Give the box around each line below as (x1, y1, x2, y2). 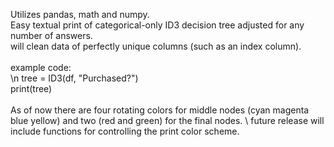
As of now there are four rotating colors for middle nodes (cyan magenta (10, 104, 310, 116)
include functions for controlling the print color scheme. (10, 125, 240, 137)
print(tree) (10, 83, 53, 94)
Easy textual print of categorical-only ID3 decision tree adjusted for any (10, 19, 305, 31)
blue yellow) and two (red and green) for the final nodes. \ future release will (10, 115, 325, 126)
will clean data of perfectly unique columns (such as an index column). (10, 40, 302, 52)
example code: (10, 62, 72, 73)
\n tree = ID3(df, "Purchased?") (10, 72, 139, 84)
